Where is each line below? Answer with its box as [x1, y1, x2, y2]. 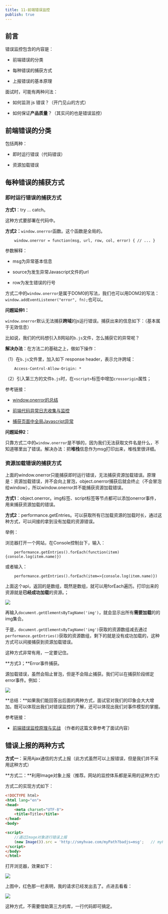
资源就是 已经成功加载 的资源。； [5, 590, 69, 596]
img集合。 [5, 616, 26, 622]
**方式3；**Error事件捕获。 [5, 660, 62, 666]
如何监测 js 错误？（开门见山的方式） [12, 99, 89, 105]
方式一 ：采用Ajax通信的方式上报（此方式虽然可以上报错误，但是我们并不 [5, 755, 154, 761]
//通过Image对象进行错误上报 [14, 835, 67, 840]
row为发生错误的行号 [12, 279, 56, 285]
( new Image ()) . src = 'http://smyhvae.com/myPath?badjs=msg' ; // [14, 839, 155, 844]
